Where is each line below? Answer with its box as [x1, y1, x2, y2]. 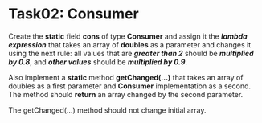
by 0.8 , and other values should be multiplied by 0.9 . [8, 57, 187, 67]
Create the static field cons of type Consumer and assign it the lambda [8, 31, 248, 41]
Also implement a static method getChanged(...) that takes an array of [8, 72, 244, 82]
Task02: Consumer [8, 5, 139, 23]
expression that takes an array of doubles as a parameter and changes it [8, 39, 252, 49]
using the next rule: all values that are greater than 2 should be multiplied [8, 48, 255, 58]
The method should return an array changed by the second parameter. [8, 89, 244, 99]
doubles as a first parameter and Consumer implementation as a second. [8, 81, 252, 91]
